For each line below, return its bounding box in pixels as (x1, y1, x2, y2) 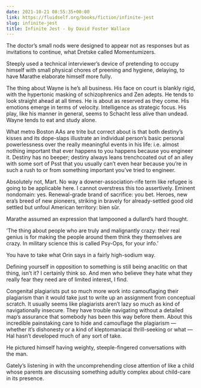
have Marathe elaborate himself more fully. (6, 73, 112, 80)
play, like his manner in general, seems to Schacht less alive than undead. (6, 110, 188, 117)
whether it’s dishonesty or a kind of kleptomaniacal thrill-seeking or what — (6, 326, 193, 333)
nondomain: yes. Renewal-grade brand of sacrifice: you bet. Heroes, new (6, 191, 188, 199)
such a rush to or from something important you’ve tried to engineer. (6, 167, 176, 174)
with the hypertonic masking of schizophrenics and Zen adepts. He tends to (6, 91, 194, 98)
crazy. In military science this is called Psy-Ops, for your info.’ (6, 240, 159, 247)
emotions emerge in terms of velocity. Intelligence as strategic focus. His (6, 103, 187, 111)
